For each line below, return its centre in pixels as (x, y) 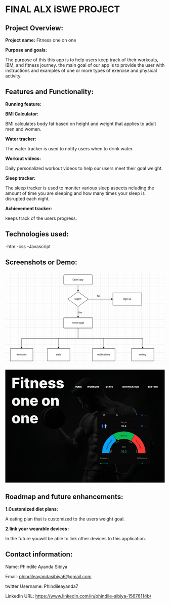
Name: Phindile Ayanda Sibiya (36, 567)
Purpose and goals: (26, 50)
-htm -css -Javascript (28, 246)
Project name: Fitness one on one (41, 40)
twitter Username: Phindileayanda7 (42, 586)
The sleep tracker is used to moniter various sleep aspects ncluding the (80, 188)
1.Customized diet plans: (32, 509)
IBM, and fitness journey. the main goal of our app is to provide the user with (85, 65)
